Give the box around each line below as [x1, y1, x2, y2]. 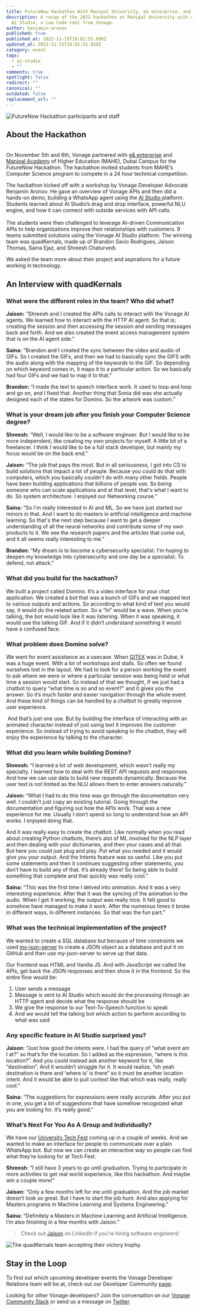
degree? [6, 418, 31, 426]
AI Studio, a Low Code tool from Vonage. [11, 19, 115, 25]
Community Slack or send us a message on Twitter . [6, 1298, 131, 1305]
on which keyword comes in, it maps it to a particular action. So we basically [6, 366, 192, 373]
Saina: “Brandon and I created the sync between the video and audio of [6, 347, 181, 354]
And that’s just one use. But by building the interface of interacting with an [7, 715, 187, 722]
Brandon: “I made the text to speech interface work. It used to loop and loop [6, 383, 192, 390]
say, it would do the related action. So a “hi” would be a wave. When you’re [6, 606, 189, 613]
